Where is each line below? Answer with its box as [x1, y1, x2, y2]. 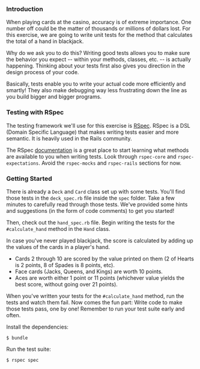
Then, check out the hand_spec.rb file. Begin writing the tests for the [6, 219, 175, 226]
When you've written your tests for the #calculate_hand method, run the [6, 292, 184, 300]
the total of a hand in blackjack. [6, 38, 84, 45]
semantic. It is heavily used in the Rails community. [6, 134, 132, 142]
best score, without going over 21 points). [14, 280, 118, 288]
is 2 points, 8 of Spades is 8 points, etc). [14, 261, 115, 268]
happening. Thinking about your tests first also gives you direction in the [6, 62, 185, 69]
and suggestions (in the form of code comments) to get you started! [6, 207, 175, 214]
